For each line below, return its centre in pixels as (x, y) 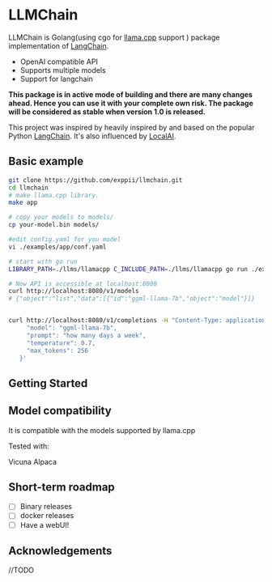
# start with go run (43, 261)
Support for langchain (56, 79)
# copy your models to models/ (61, 217)
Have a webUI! (45, 525)
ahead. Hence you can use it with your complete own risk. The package (131, 103)
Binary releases (46, 507)
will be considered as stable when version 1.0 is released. (107, 112)
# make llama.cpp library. (54, 195)
